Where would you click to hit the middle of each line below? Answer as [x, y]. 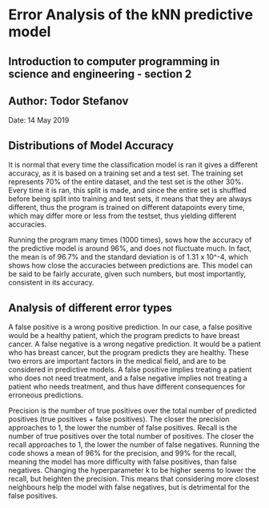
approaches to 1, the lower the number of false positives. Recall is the [123, 428]
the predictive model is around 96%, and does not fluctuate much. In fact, [130, 248]
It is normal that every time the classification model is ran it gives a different [133, 165]
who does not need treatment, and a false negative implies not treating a [128, 378]
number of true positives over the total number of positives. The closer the [131, 436]
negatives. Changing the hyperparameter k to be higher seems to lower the [132, 470]
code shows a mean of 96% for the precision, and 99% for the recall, [122, 454]
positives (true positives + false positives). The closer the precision [119, 419]
